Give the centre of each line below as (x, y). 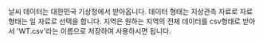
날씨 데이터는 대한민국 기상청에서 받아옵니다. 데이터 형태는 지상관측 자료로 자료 (131, 11)
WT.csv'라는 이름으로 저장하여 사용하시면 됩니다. (95, 31)
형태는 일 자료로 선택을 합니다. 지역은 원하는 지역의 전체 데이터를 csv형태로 (124, 21)
